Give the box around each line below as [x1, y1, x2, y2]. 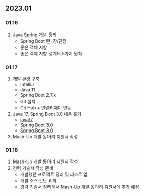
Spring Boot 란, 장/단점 [20, 38, 67, 44]
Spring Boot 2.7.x [20, 92, 56, 98]
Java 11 [20, 86, 35, 93]
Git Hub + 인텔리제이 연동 [20, 104, 72, 111]
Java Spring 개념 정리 [12, 31, 57, 38]
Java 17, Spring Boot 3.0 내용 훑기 [12, 111, 82, 117]
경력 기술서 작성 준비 [12, 165, 54, 171]
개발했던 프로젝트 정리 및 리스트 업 [20, 171, 88, 177]
